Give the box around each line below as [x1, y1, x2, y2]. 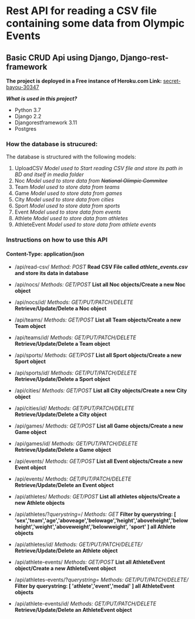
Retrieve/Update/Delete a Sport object [14, 376, 110, 383]
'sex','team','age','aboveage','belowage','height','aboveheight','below [14, 517, 189, 524]
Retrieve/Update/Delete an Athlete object [14, 547, 118, 554]
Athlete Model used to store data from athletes [14, 215, 128, 222]
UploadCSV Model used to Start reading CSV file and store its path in [14, 165, 183, 172]
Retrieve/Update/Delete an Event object [14, 482, 115, 489]
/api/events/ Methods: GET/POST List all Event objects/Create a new [14, 458, 183, 465]
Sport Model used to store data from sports [14, 202, 120, 210]
